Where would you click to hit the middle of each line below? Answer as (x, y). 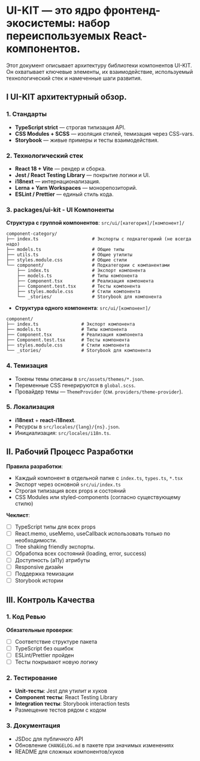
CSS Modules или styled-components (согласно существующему (98, 497)
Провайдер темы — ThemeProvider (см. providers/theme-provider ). (99, 392)
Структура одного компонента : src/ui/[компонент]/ (83, 308)
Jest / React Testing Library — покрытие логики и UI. (82, 175)
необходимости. (36, 540)
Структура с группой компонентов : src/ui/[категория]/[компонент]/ (95, 223)
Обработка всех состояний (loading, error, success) (81, 553)
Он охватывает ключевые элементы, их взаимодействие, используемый (100, 71)
